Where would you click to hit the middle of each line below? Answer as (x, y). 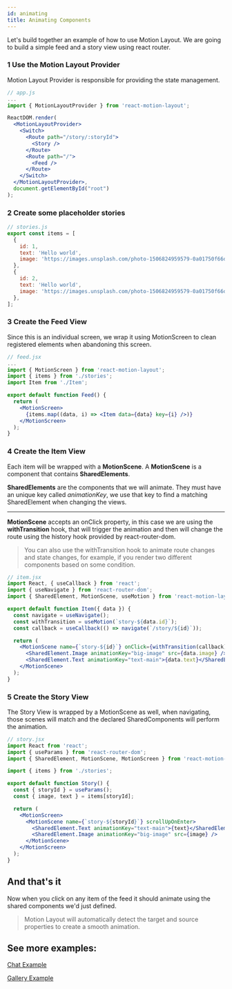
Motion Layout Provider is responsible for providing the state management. (114, 79)
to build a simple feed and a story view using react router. (89, 47)
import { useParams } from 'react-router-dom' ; (77, 752)
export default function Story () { (58, 784)
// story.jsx (26, 739)
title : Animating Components (49, 20)
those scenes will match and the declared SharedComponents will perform (113, 719)
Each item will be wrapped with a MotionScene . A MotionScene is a (105, 467)
